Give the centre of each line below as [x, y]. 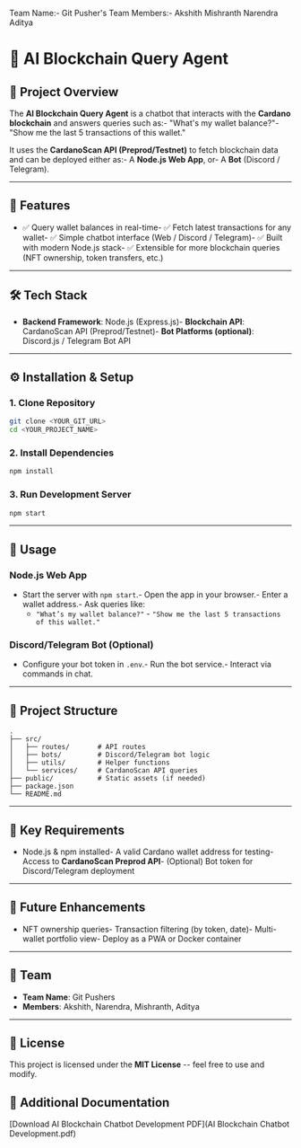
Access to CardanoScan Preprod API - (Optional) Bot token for [138, 861]
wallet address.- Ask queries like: [84, 605]
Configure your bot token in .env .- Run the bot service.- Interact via [146, 665]
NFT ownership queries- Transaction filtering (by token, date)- [138, 929]
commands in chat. [58, 674]
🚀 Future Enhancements [77, 908]
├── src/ [26, 739]
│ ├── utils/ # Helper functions [90, 763]
